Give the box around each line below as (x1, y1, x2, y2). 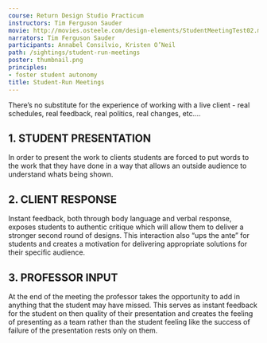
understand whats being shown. (8, 170, 114, 179)
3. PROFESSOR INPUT (8, 271, 118, 284)
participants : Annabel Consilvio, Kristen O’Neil (8, 41, 176, 49)
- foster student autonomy (8, 71, 98, 79)
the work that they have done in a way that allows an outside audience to (8, 161, 247, 171)
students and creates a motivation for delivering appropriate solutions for (8, 240, 248, 249)
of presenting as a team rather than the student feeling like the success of (8, 317, 250, 326)
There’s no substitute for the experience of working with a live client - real (8, 100, 250, 110)
